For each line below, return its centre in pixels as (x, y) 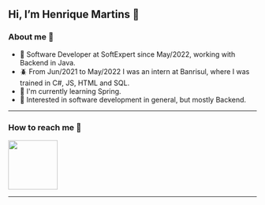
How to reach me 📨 (45, 127)
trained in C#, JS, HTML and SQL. (75, 83)
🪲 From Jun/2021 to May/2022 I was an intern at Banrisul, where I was (134, 71)
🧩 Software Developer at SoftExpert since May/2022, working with (127, 54)
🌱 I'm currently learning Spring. (70, 91)
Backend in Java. (48, 62)
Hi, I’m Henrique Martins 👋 (74, 15)
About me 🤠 (31, 37)
